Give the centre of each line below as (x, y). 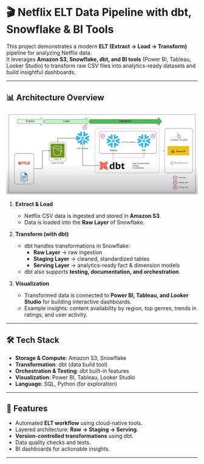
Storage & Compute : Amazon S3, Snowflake (70, 358)
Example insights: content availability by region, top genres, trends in (110, 308)
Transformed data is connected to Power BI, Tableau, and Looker (106, 295)
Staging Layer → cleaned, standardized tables (91, 258)
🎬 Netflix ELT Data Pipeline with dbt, (99, 12)
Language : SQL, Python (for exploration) (66, 384)
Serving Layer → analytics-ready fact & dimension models (107, 265)
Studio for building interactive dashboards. (78, 302)
